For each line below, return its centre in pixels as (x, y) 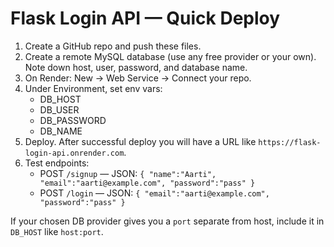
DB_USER (59, 109)
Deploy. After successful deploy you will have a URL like (140, 141)
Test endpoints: (57, 163)
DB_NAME (61, 131)
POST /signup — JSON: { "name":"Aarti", (128, 173)
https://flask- (290, 142)
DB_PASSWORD (73, 120)
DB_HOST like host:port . (57, 231)
